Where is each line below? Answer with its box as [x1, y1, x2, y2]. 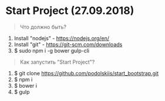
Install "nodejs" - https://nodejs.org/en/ [14, 34, 110, 41]
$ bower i [14, 82, 38, 89]
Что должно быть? [19, 23, 67, 30]
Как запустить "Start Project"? [19, 58, 95, 65]
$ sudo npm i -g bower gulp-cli [14, 47, 89, 54]
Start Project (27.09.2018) [5, 4, 134, 18]
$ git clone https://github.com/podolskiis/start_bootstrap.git [14, 69, 159, 76]
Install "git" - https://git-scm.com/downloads [14, 41, 123, 48]
